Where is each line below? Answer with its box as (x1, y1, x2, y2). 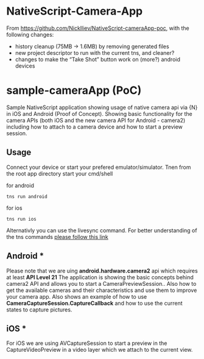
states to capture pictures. (6, 306, 72, 313)
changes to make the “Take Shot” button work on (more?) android (15, 55, 181, 63)
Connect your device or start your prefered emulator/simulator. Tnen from (6, 163, 191, 171)
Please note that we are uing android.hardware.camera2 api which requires (6, 267, 198, 274)
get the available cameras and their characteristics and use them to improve (6, 286, 197, 294)
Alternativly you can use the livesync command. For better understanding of (6, 227, 197, 234)
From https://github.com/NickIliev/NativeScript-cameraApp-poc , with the (6, 24, 190, 32)
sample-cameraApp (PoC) (6, 84, 142, 98)
